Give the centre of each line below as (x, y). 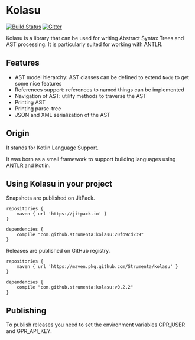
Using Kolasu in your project (59, 184)
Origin (18, 133)
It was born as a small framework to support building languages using (91, 159)
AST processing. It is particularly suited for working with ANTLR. (84, 44)
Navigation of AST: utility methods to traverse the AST (80, 96)
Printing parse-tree (38, 108)
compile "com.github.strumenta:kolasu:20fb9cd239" (80, 235)
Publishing (26, 310)
